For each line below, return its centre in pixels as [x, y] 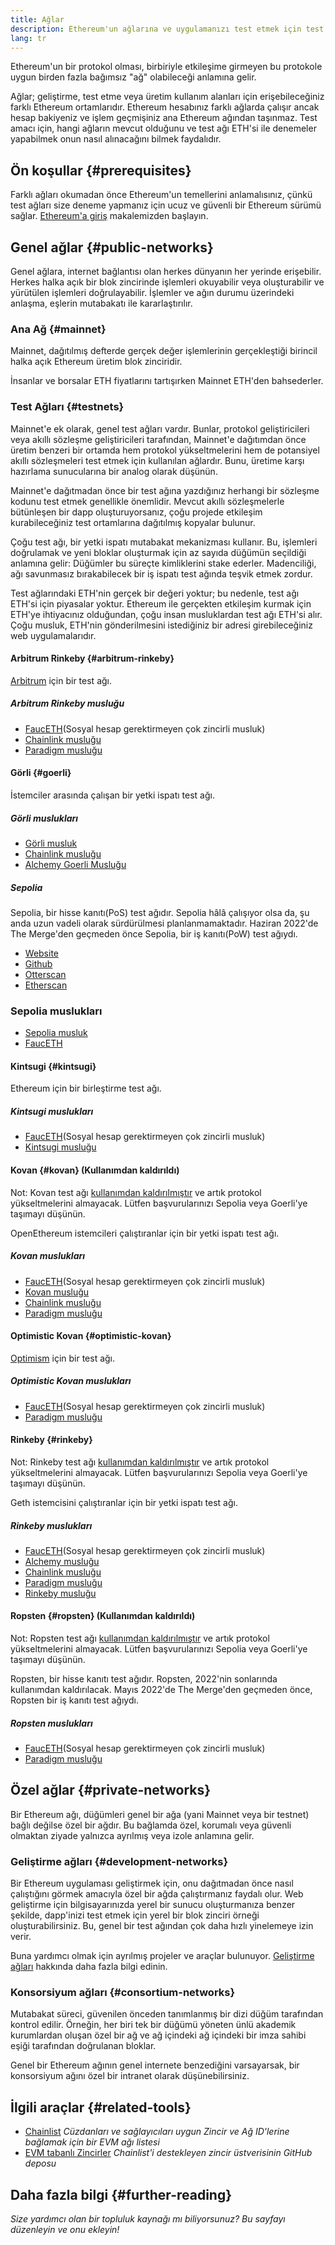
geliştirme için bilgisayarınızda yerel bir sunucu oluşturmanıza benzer [153, 1905]
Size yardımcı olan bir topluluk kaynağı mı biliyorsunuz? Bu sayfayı [148, 2219]
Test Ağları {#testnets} [67, 407]
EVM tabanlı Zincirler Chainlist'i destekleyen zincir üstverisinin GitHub [168, 2153]
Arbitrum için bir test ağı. [61, 680]
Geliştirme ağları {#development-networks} [119, 1861]
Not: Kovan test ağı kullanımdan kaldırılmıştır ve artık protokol [136, 1192]
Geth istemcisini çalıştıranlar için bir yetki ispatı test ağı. [124, 1502]
